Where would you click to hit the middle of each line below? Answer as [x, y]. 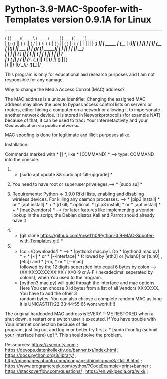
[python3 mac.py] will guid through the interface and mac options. [87, 283]
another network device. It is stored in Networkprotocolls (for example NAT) [83, 115]
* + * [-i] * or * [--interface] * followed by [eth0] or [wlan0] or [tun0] [90, 256]
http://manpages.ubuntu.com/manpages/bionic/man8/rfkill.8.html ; [74, 360]
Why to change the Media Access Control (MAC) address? [65, 89]
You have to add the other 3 [48, 293]
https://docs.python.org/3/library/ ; [41, 355]
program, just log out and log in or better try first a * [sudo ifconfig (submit [81, 329]
